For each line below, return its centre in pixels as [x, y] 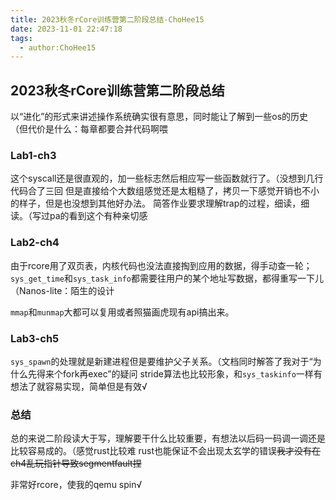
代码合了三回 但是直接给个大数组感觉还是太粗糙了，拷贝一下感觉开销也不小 [165, 191]
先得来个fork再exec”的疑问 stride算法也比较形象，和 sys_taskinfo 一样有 [175, 373]
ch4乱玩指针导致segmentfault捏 [76, 463]
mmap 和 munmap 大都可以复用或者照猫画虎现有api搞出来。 [122, 312]
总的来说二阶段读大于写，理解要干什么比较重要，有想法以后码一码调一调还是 [168, 438]
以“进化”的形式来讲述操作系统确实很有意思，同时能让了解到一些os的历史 [159, 117]
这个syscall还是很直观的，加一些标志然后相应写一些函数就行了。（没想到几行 [167, 178]
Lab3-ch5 [35, 338]
